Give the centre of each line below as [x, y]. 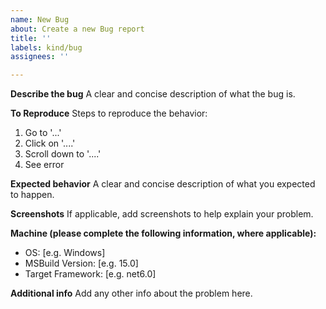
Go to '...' [43, 133]
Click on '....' [50, 143]
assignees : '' [40, 57]
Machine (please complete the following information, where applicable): [163, 233]
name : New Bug [40, 19]
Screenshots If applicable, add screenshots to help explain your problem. [162, 214]
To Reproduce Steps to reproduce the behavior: [109, 113]
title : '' [31, 38]
